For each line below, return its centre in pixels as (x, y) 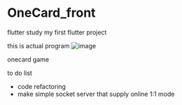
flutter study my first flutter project (57, 32)
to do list (20, 73)
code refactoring (42, 86)
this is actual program (38, 45)
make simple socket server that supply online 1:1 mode (96, 94)
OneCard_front (51, 13)
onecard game (28, 59)
